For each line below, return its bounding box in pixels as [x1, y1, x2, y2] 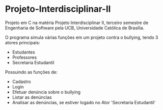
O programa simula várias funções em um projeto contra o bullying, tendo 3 [5, 34, 159, 40]
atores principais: [5, 39, 40, 45]
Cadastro [12, 79, 31, 84]
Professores [12, 54, 37, 60]
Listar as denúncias [12, 94, 52, 100]
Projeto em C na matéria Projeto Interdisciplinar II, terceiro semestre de [5, 20, 149, 26]
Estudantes [12, 49, 35, 55]
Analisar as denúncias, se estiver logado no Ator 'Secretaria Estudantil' [12, 99, 156, 105]
